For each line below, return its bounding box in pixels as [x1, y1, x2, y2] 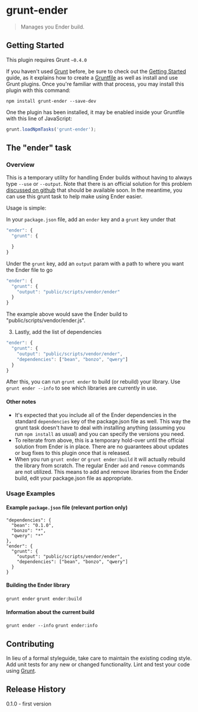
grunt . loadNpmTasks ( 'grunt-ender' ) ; [6, 126, 96, 132]
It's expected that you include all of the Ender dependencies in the [14, 411, 177, 419]
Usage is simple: [6, 204, 47, 211]
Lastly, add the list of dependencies [14, 328, 102, 336]
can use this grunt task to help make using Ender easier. [6, 193, 143, 200]
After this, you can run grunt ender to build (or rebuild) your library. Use [6, 378, 181, 385]
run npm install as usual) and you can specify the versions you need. [14, 430, 185, 437]
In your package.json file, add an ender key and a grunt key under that [6, 216, 176, 223]
